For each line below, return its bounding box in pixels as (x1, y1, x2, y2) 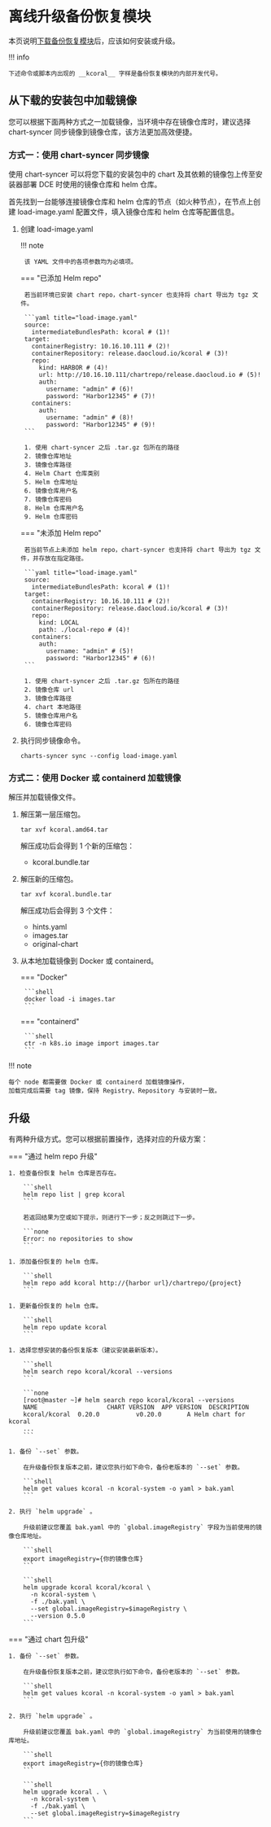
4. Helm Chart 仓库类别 (24, 470, 100, 478)
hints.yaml (32, 922, 68, 932)
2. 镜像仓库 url (24, 686, 75, 694)
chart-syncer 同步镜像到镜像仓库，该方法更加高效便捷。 (8, 127, 197, 137)
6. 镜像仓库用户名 (24, 487, 78, 495)
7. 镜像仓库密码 (24, 496, 72, 504)
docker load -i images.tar (24, 995, 116, 1004)
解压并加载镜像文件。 (8, 792, 80, 802)
